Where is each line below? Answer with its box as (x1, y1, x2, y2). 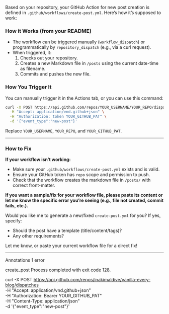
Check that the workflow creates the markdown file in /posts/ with (12, 177, 151, 183)
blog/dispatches (5, 282, 39, 288)
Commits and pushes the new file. (20, 71, 91, 77)
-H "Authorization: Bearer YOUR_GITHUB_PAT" (5, 293, 102, 299)
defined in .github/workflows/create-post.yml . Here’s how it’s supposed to (5, 10, 161, 16)
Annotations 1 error (5, 257, 45, 263)
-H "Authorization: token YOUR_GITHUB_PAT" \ (10, 114, 107, 119)
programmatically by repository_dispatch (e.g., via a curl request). (12, 44, 151, 50)
